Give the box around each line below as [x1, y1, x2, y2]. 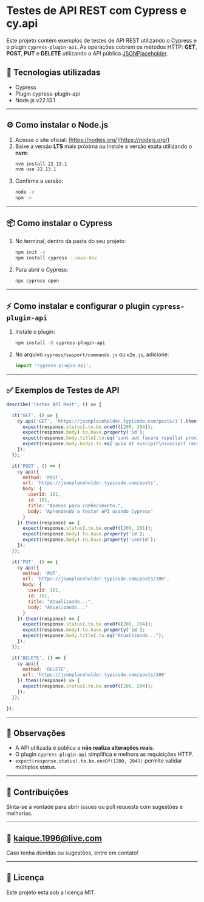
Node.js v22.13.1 [15, 96, 56, 104]
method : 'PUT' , [22, 570, 61, 576]
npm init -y [15, 249, 46, 255]
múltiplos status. [15, 764, 56, 771]
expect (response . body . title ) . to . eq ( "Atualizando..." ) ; [22, 633, 165, 639]
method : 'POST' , [22, 474, 64, 481]
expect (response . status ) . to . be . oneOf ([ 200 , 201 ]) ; [22, 525, 154, 532]
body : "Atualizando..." [28, 604, 88, 610]
